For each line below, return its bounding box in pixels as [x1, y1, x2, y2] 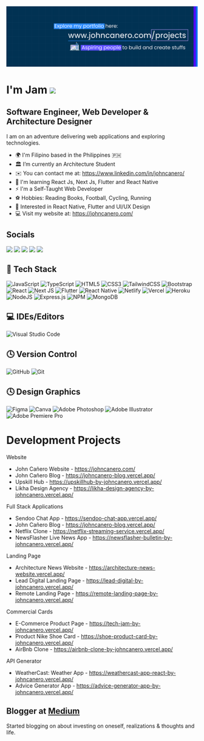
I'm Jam [6, 83, 47, 97]
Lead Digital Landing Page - [15, 576, 85, 584]
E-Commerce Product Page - [15, 620, 88, 627]
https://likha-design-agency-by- [73, 484, 155, 492]
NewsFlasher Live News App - [15, 534, 92, 541]
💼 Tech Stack [6, 264, 57, 275]
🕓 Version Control [6, 349, 77, 359]
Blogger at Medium [6, 706, 80, 717]
